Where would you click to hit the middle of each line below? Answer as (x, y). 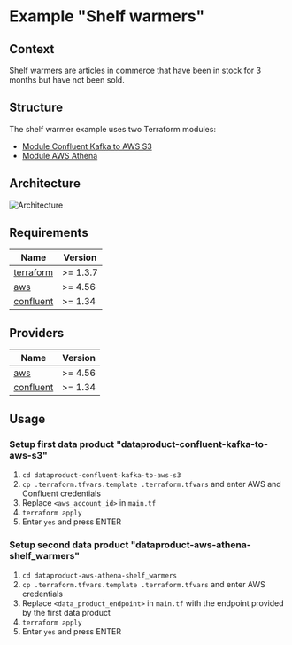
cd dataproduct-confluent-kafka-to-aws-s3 (101, 475)
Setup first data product (62, 444)
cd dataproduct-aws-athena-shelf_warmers (99, 576)
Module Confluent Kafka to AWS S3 (87, 146)
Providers (37, 333)
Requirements (49, 233)
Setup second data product (69, 545)
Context (32, 49)
